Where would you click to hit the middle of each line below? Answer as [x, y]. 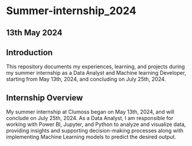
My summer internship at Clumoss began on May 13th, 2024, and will [90, 112]
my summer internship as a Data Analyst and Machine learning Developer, [96, 73]
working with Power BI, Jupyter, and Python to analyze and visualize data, [96, 124]
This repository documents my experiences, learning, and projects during [95, 67]
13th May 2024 [34, 33]
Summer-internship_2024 [71, 11]
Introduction [30, 52]
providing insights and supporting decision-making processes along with [95, 131]
